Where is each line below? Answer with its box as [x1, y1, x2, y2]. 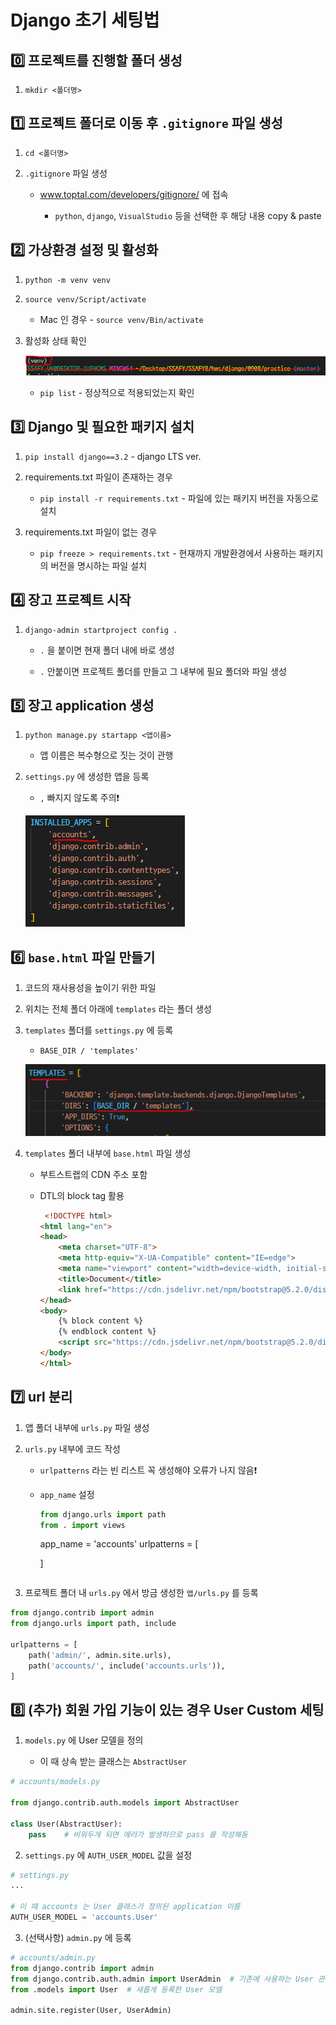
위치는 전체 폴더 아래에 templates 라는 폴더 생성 [24, 1003, 212, 1015]
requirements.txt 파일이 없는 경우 [24, 526, 158, 538]
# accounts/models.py [10, 1777, 101, 1787]
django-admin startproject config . [24, 625, 178, 635]
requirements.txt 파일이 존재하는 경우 [24, 471, 173, 483]
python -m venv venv [24, 275, 111, 285]
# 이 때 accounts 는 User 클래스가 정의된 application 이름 [10, 1902, 241, 1912]
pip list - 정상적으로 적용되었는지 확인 [39, 386, 195, 398]
